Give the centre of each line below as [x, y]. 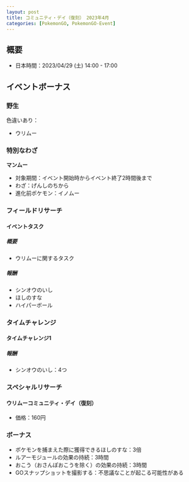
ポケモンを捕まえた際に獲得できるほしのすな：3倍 [78, 450]
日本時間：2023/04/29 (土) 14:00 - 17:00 [66, 65]
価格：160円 [30, 418]
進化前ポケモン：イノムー [47, 193]
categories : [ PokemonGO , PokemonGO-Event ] [61, 23]
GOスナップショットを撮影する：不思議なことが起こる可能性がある [99, 472]
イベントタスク [25, 226]
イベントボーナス [38, 87]
